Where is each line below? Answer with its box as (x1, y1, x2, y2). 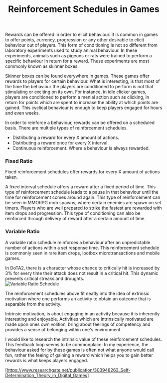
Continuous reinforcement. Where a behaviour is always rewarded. (12, 145, 150, 151)
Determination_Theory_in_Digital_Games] (5, 372, 89, 378)
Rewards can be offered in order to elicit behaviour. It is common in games (5, 31, 158, 38)
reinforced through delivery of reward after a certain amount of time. (5, 216, 146, 222)
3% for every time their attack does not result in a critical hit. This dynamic (5, 270, 159, 276)
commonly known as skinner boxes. (5, 63, 79, 69)
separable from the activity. (5, 301, 62, 307)
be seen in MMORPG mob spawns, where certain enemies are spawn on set (5, 200, 162, 206)
